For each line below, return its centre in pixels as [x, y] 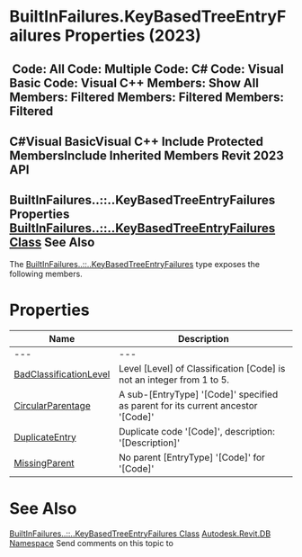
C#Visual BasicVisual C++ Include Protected [136, 141]
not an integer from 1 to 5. [174, 380]
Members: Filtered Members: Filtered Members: [147, 97]
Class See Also [52, 243]
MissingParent [44, 463]
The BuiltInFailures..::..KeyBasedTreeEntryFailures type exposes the [135, 264]
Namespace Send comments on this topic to [91, 543]
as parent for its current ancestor [188, 405]
